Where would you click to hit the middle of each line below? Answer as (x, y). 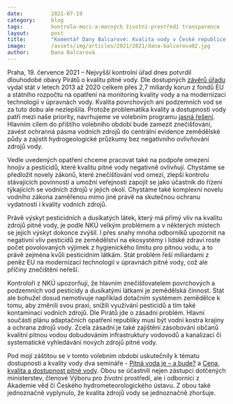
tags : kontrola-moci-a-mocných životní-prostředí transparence (113, 26)
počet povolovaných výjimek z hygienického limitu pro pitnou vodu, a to (110, 247)
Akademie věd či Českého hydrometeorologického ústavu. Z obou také (109, 385)
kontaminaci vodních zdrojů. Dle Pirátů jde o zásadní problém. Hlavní (106, 312)
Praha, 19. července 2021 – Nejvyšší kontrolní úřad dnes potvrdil (99, 72)
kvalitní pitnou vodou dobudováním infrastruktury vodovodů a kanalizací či (114, 334)
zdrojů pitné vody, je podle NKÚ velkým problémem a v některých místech (114, 225)
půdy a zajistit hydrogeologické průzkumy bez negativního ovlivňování (108, 139)
